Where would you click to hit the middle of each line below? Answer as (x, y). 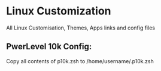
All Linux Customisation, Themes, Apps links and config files (81, 28)
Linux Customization (59, 11)
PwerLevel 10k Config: (49, 47)
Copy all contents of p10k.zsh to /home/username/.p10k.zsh (80, 61)
